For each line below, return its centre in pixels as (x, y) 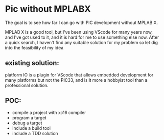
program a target (29, 117)
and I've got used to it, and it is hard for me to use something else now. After (82, 37)
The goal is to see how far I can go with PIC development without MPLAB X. (82, 23)
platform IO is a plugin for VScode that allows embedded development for (79, 75)
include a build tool (31, 128)
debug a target (27, 123)
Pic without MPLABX (48, 9)
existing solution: (32, 63)
